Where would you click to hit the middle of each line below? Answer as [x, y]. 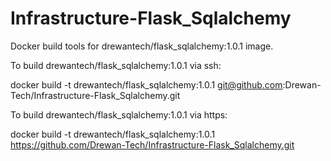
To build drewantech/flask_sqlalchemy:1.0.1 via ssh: [116, 65]
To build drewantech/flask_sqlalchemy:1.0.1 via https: [119, 114]
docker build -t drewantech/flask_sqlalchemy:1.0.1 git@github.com [146, 84]
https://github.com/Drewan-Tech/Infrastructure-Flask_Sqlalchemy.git [152, 144]
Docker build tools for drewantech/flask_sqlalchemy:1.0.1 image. [142, 46]
